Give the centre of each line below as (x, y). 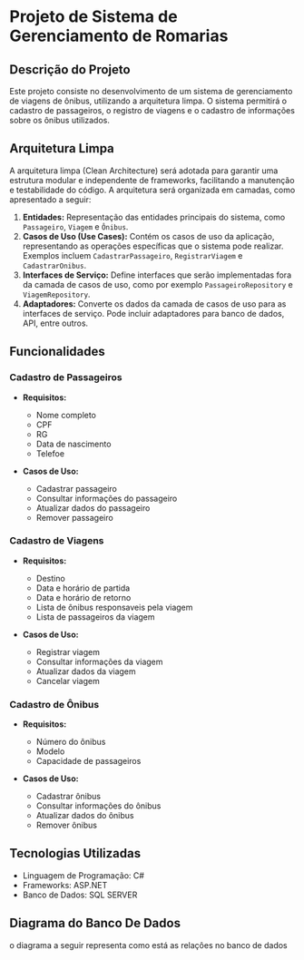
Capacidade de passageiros (88, 761)
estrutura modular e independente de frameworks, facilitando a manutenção (152, 180)
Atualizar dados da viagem (86, 671)
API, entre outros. (55, 323)
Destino (50, 578)
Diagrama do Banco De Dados (95, 923)
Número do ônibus (71, 742)
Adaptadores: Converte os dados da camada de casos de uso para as (154, 304)
